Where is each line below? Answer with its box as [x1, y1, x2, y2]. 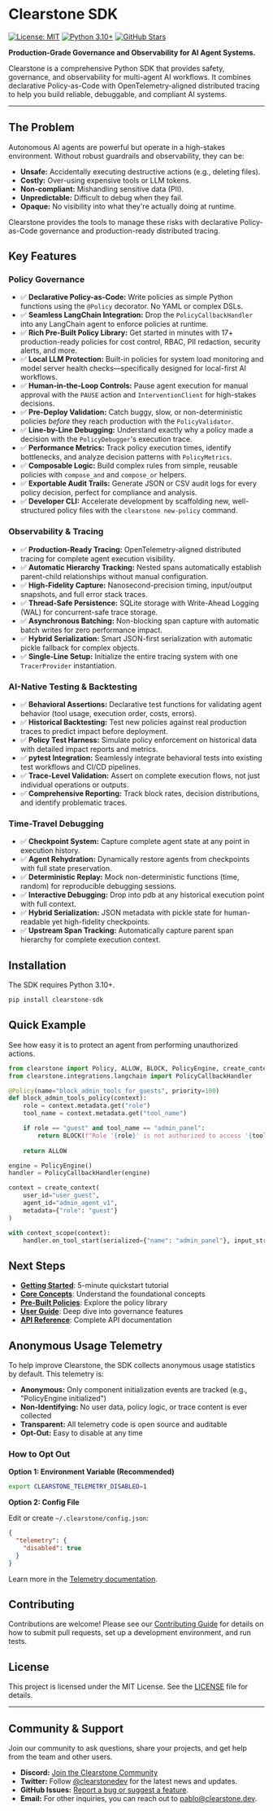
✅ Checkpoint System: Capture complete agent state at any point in [19, 837, 250, 846]
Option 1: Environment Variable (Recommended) [8, 1467, 175, 1477]
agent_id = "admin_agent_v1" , [23, 1199, 118, 1207]
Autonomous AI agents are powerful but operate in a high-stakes [8, 142, 226, 152]
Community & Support [8, 1721, 124, 1735]
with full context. [19, 899, 77, 909]
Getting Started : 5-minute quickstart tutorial [19, 1281, 169, 1290]
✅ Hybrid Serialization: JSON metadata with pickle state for [19, 908, 223, 917]
